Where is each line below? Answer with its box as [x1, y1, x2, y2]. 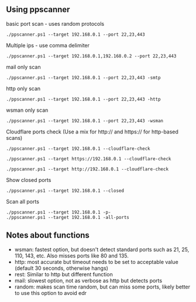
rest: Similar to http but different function [14, 270, 113, 277]
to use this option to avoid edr [14, 289, 87, 296]
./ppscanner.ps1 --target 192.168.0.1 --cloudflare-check [6, 146, 150, 152]
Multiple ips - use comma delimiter [6, 42, 90, 49]
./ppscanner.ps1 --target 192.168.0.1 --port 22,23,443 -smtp [6, 74, 161, 81]
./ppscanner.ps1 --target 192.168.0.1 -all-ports [6, 214, 130, 220]
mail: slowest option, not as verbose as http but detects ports [14, 277, 163, 284]
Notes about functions [6, 231, 90, 241]
